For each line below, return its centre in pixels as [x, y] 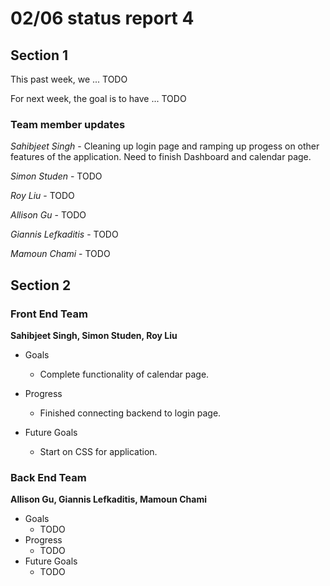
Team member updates [68, 124]
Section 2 [41, 285]
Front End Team [49, 314]
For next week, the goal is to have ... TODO [98, 98]
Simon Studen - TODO [56, 176]
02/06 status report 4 [102, 18]
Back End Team [48, 477]
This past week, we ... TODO [69, 79]
